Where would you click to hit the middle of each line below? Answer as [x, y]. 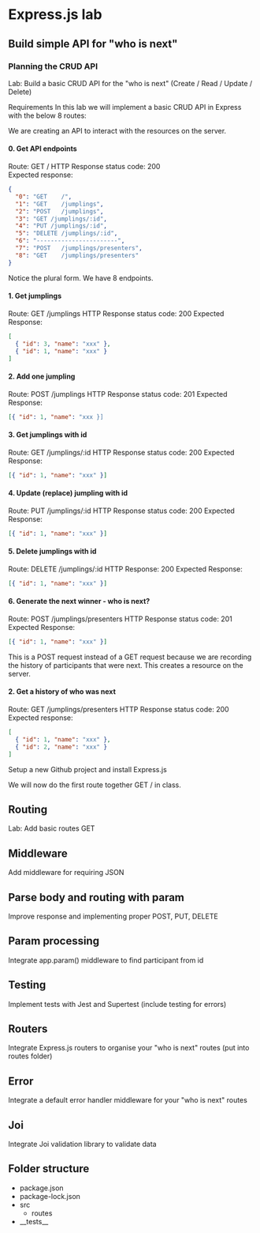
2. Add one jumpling [42, 376]
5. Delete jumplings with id [52, 552]
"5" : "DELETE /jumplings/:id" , [67, 234]
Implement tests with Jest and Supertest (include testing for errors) [117, 1004]
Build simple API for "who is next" [93, 44]
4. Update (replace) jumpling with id [68, 493]
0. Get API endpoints [43, 149]
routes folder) [30, 1056]
